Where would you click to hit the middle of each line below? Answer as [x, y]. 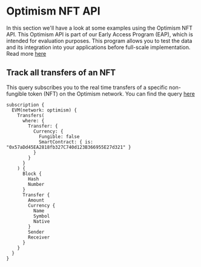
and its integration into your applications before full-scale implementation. [98, 47]
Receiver [39, 237]
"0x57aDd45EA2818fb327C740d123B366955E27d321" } [69, 147]
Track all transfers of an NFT [61, 73]
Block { [32, 174]
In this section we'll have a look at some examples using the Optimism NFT [99, 28]
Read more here [26, 53]
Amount [36, 200]
